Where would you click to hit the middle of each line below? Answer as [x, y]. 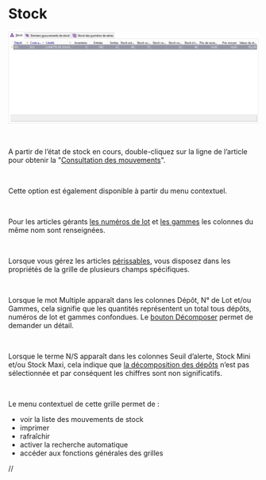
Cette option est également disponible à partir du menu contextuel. [118, 191]
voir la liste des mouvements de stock [82, 419]
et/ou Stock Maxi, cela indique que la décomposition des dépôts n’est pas [129, 365]
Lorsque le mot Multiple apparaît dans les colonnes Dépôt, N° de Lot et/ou [130, 300]
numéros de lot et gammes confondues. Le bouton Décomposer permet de [131, 317]
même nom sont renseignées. [57, 230]
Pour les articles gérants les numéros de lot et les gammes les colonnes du [131, 222]
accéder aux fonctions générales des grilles [91, 453]
